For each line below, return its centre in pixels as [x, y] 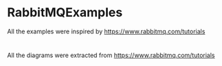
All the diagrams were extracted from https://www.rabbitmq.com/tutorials [111, 55]
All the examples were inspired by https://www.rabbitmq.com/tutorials [106, 31]
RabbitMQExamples [65, 13]
